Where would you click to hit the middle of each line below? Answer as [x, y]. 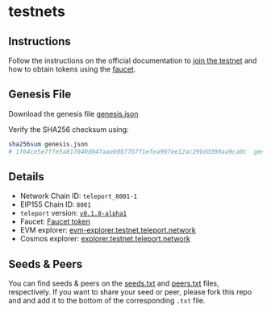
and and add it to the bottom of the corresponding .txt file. [107, 301]
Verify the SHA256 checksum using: [69, 129]
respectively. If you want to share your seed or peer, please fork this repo [130, 292]
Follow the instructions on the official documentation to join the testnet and [133, 60]
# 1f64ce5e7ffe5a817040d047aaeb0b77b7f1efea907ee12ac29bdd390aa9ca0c [128, 151]
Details [26, 177]
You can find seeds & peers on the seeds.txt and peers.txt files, [114, 283]
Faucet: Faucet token [55, 222]
